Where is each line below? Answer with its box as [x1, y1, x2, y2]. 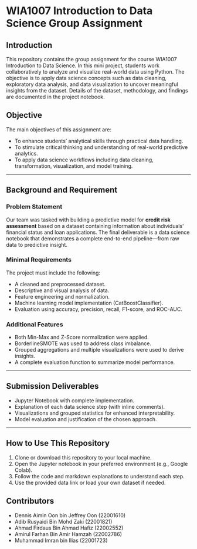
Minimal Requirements [6, 256, 72, 264]
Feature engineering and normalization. [14, 293, 110, 300]
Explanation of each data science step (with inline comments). [14, 403, 165, 410]
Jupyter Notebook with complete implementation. [14, 396, 135, 404]
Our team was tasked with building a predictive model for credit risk [6, 216, 171, 223]
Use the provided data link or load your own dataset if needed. [14, 479, 166, 486]
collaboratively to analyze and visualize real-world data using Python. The [6, 68, 185, 75]
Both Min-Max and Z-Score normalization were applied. [14, 334, 150, 341]
